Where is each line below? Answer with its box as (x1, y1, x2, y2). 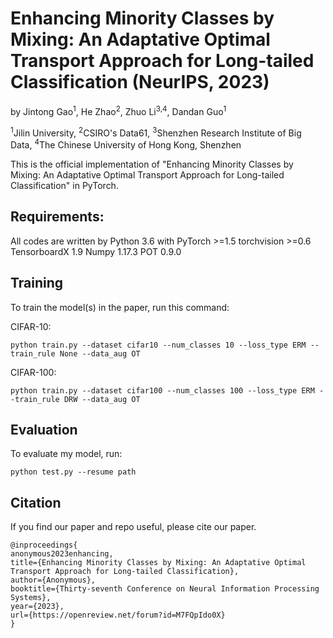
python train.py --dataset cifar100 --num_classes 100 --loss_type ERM (10, 385, 315, 396)
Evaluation (10, 421, 78, 438)
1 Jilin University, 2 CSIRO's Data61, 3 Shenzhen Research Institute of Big (10, 125, 302, 139)
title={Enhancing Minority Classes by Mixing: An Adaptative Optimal (10, 558, 307, 568)
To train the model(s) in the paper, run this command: (10, 301, 230, 313)
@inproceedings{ (10, 540, 78, 551)
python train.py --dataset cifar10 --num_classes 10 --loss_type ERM (10, 340, 307, 350)
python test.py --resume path (10, 467, 137, 477)
